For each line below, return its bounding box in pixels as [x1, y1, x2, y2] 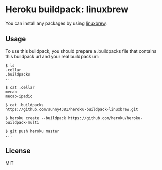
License [5, 147, 31, 155]
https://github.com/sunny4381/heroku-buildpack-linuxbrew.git [5, 107, 138, 112]
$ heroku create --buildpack [5, 115, 66, 121]
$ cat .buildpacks [5, 102, 44, 107]
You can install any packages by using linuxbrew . [5, 20, 107, 26]
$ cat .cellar [5, 85, 35, 90]
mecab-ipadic [5, 94, 33, 99]
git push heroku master [10, 129, 59, 134]
